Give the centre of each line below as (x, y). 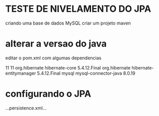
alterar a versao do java (56, 44)
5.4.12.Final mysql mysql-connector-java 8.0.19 (86, 73)
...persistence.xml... (26, 108)
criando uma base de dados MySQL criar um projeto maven (68, 23)
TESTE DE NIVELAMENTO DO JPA (78, 9)
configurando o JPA (48, 94)
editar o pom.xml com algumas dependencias (53, 58)
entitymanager (21, 73)
